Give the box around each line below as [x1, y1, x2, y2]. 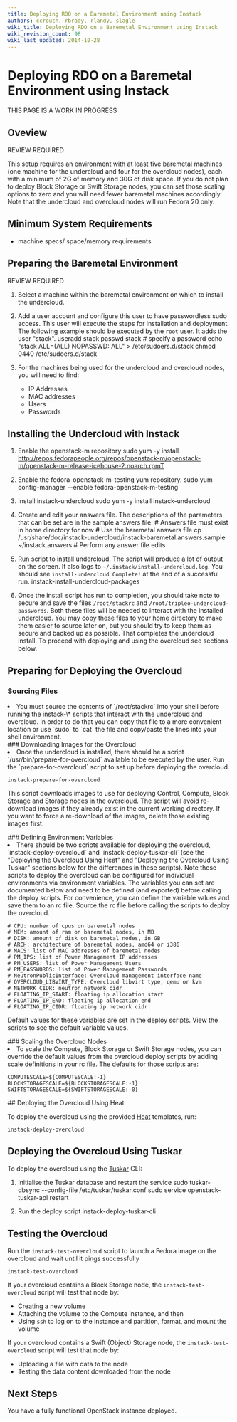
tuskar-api [17, 1193, 48, 1201]
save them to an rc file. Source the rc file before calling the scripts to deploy [7, 901, 230, 910]
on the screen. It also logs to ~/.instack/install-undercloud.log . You [17, 562, 223, 571]
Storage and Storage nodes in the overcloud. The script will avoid [7, 796, 199, 805]
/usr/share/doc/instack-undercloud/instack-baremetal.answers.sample [17, 533, 226, 542]
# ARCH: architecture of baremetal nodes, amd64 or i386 [7, 941, 180, 948]
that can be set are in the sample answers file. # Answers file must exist [17, 518, 229, 527]
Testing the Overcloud [7, 1228, 108, 1240]
